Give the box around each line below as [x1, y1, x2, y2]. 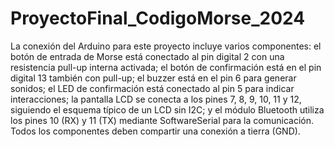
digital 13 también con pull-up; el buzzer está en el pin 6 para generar [10, 72, 297, 84]
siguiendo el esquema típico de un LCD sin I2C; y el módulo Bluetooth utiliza [10, 103, 325, 116]
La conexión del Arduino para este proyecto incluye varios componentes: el [10, 40, 322, 52]
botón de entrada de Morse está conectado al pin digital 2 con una [10, 50, 285, 62]
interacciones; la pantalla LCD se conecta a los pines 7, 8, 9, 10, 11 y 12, [10, 93, 302, 105]
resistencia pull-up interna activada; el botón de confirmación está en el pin [10, 61, 322, 73]
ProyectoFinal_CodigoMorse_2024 [10, 7, 306, 30]
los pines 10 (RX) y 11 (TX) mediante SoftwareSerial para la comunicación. [10, 114, 314, 126]
